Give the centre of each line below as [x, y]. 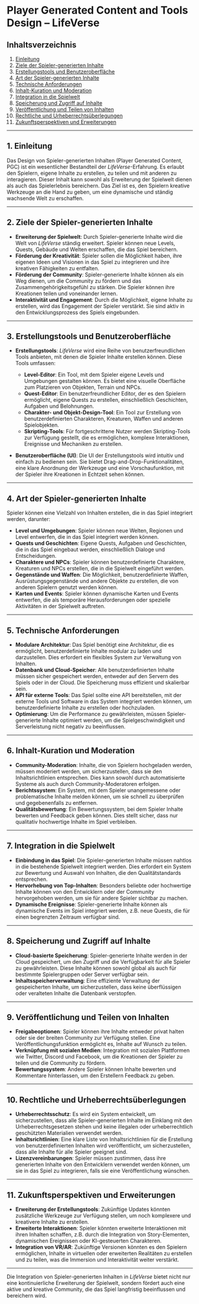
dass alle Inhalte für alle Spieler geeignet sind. [71, 1152]
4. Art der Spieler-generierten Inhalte [76, 498]
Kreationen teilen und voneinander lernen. [66, 293]
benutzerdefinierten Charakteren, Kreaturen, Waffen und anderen [104, 419]
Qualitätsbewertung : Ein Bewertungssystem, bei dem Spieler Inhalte [99, 809]
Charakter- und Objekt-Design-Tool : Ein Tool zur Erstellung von [102, 413]
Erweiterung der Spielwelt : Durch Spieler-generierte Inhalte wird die [99, 236]
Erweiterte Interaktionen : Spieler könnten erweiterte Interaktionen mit [101, 1228]
